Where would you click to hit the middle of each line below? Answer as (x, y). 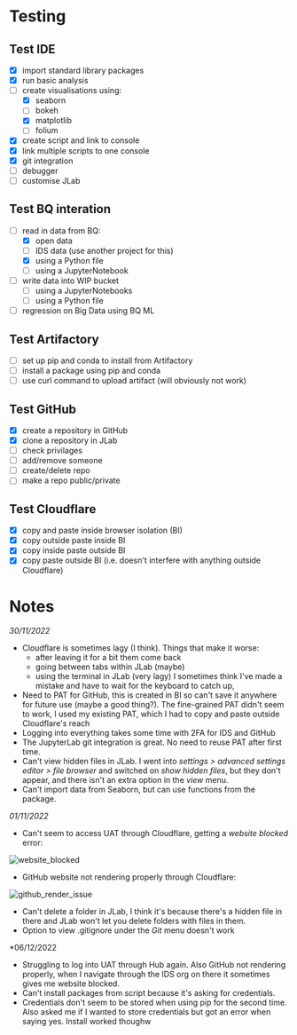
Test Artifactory (54, 339)
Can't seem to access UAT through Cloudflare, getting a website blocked (155, 834)
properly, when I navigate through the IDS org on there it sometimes (146, 975)
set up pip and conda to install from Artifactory (107, 360)
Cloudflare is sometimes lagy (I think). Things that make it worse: (141, 648)
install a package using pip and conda (91, 371)
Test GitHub (43, 409)
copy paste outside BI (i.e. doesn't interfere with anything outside (141, 560)
